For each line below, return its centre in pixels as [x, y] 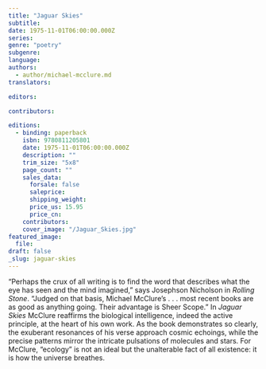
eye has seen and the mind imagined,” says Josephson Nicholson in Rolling [131, 290]
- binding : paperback [51, 133]
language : [25, 61]
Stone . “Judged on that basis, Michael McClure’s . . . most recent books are [131, 298]
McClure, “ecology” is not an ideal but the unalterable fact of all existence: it [133, 349]
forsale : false [54, 185]
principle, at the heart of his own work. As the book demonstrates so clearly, [133, 324]
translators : [30, 82]
